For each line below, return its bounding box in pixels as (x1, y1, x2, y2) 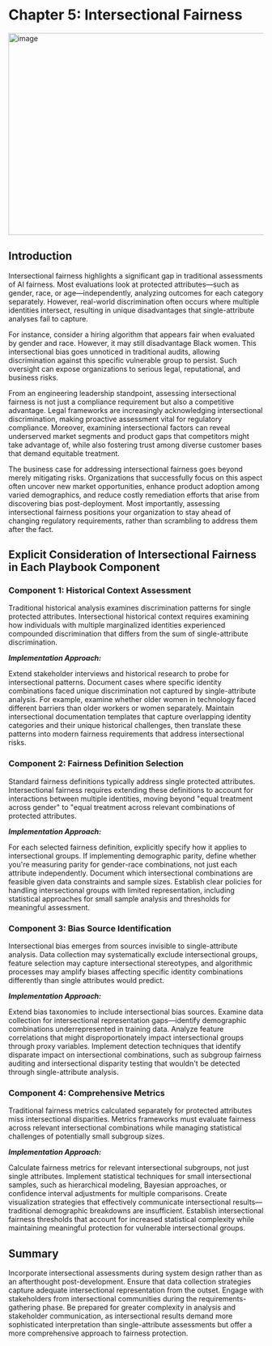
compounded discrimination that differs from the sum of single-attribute (8, 629, 249, 639)
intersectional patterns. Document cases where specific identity (8, 678, 222, 688)
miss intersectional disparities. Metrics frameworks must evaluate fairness (8, 1114, 257, 1124)
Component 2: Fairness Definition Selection (8, 758, 184, 769)
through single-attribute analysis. (8, 1067, 119, 1077)
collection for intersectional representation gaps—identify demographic (8, 1016, 247, 1025)
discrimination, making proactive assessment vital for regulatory (8, 414, 223, 424)
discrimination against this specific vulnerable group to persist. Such (8, 355, 237, 365)
